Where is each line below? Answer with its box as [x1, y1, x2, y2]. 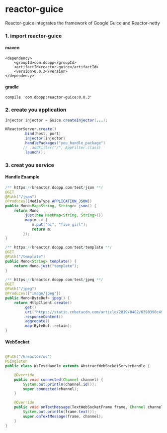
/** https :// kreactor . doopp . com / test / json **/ [5, 185, 103, 190]
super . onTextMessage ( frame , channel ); [23, 414, 103, 419]
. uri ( [23, 309, 35, 314]
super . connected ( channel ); [23, 386, 79, 392]
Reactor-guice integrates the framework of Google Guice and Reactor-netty [5, 20, 160, 26]
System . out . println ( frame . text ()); [23, 410, 97, 415]
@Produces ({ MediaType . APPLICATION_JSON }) [5, 199, 92, 204]
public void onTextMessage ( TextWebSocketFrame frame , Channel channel [14, 405, 164, 410]
